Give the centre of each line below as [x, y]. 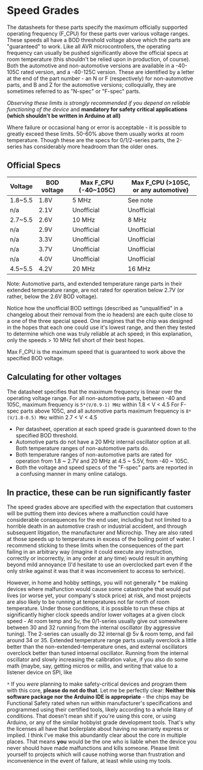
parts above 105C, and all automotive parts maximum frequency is [103, 411]
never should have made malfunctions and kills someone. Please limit [93, 748]
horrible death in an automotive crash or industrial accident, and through [97, 526]
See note [140, 200]
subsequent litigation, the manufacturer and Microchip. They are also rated [100, 533]
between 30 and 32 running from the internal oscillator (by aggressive [94, 628]
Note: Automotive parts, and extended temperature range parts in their [95, 283]
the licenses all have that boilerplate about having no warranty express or [98, 729]
